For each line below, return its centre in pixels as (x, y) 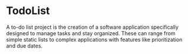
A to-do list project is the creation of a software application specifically (93, 27)
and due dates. (25, 46)
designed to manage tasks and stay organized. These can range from (91, 33)
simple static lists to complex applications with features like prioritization (94, 39)
